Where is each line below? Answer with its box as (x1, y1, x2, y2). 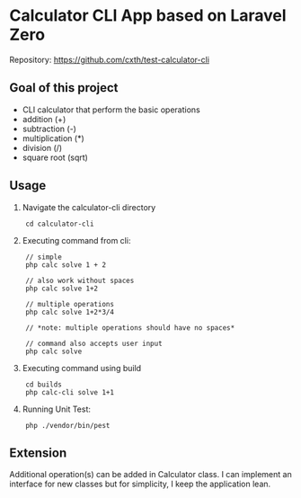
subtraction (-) (22, 123, 76, 134)
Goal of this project (9, 80, 119, 95)
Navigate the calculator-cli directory (22, 201, 156, 212)
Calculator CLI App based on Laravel (9, 5, 287, 26)
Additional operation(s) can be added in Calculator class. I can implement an (9, 469, 292, 480)
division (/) (22, 142, 63, 153)
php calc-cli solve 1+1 (25, 387, 115, 396)
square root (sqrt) (22, 152, 88, 163)
